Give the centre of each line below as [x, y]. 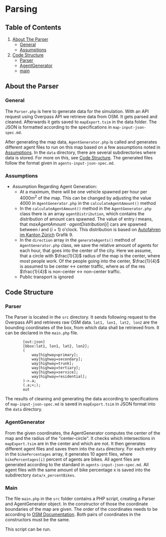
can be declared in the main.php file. [42, 333]
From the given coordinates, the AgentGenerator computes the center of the [83, 433]
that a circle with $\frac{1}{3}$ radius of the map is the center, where [90, 255]
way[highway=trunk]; [53, 364]
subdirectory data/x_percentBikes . [40, 475]
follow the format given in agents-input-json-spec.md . [60, 163]
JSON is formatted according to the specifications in [59, 127]
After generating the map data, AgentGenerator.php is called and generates [81, 142]
